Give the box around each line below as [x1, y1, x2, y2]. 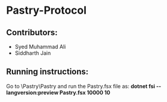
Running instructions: [6, 67, 89, 77]
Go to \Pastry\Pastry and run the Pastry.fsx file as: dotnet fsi [6, 82, 155, 89]
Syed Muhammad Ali [14, 43, 66, 50]
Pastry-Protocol [6, 4, 87, 17]
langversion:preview [6, 89, 58, 96]
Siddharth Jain [14, 50, 51, 57]
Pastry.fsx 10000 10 [59, 89, 110, 96]
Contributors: [6, 27, 58, 38]
